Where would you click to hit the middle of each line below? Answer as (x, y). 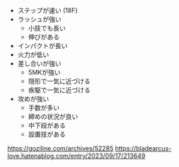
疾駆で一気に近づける (59, 90)
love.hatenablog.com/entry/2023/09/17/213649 (76, 156)
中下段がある (47, 125)
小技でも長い (47, 28)
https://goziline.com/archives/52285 (60, 148)
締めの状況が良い (53, 116)
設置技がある (47, 134)
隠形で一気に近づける (59, 81)
